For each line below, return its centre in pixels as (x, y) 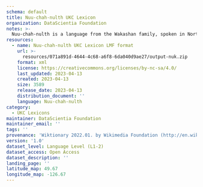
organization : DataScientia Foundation (56, 23)
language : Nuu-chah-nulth (50, 101)
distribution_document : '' (51, 96)
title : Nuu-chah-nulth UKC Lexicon (51, 17)
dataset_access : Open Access (43, 152)
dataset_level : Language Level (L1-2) (55, 146)
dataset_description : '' (37, 157)
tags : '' (17, 130)
